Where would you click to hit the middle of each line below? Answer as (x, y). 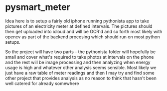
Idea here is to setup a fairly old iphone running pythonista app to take (77, 21)
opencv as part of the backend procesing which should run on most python (83, 37)
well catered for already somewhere (42, 83)
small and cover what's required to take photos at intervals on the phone (80, 57)
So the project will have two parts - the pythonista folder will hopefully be (81, 52)
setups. (13, 42)
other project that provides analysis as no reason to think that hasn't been (81, 78)
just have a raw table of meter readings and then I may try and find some (80, 73)
